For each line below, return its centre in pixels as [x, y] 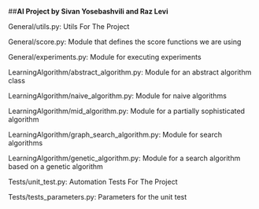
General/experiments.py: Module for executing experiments [105, 57]
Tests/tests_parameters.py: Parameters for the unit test [98, 197]
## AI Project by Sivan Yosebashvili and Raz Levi [88, 11]
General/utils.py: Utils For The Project [69, 26]
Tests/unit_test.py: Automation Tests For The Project [93, 181]
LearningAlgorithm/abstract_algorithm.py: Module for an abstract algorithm [130, 72]
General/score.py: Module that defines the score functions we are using [125, 42]
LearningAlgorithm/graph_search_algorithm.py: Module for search [115, 134]
